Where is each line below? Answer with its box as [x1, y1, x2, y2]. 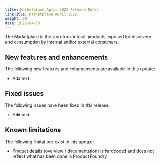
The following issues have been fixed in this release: [5, 102, 110, 108]
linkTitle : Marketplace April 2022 [5, 12, 77, 16]
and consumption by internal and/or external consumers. [5, 39, 119, 45]
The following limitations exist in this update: [5, 139, 94, 145]
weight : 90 [5, 16, 27, 21]
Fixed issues [5, 89, 44, 98]
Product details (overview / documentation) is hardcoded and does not [12, 148, 154, 154]
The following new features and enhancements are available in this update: [5, 66, 156, 72]
